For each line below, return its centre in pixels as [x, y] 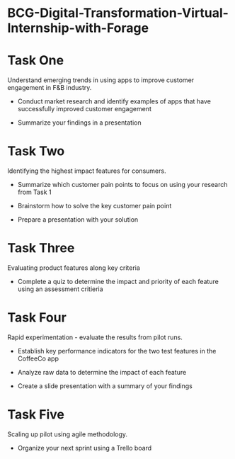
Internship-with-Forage [78, 28]
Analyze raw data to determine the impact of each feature [102, 372]
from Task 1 [34, 192]
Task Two [36, 151]
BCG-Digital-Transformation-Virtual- [118, 13]
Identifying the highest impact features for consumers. [87, 171]
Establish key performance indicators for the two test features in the [117, 351]
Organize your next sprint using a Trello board [85, 448]
